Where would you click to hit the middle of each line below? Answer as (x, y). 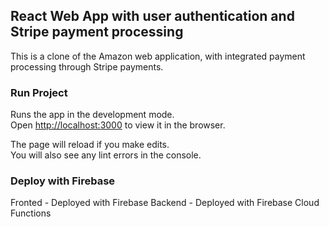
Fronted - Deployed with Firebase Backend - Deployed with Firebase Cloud (165, 203)
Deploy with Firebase (63, 181)
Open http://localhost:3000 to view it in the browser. (118, 125)
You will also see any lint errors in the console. (106, 155)
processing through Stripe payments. (87, 66)
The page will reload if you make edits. (90, 145)
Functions (31, 213)
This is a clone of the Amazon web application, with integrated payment (158, 56)
